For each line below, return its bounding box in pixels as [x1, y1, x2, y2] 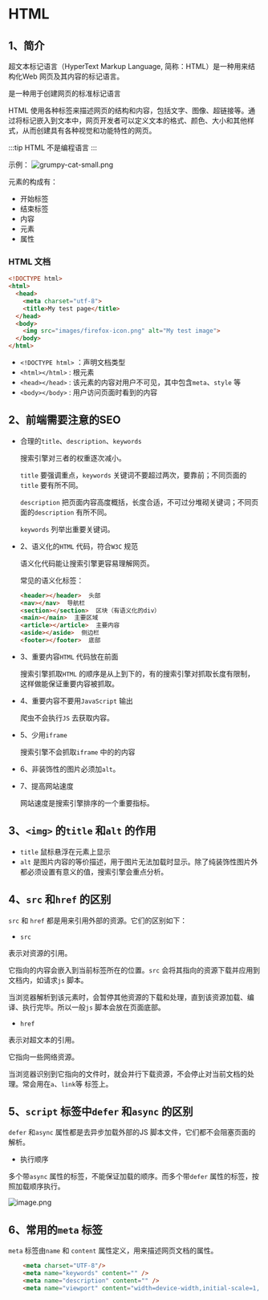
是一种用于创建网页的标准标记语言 [8, 89, 121, 98]
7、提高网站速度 [19, 781, 74, 790]
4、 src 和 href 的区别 [8, 892, 112, 907]
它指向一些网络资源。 [8, 1052, 79, 1062]
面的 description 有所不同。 [19, 507, 112, 517]
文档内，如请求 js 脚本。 [8, 975, 88, 985]
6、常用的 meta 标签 [8, 1223, 103, 1237]
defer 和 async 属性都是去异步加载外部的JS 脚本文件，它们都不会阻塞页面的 [8, 1127, 256, 1137]
